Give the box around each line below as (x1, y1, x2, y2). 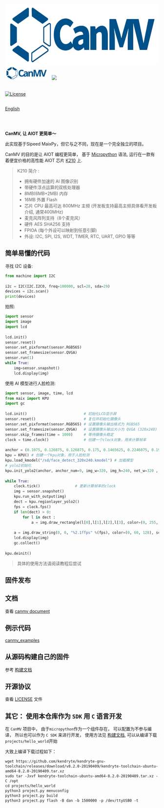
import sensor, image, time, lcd (5, 391, 73, 395)
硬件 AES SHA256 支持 (24, 221, 71, 227)
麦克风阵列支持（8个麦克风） (24, 215, 83, 221)
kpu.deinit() (5, 551, 32, 556)
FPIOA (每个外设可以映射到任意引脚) (24, 227, 97, 233)
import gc (5, 401, 25, 406)
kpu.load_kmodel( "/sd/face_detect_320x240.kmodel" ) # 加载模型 (5, 458, 133, 463)
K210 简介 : (17, 168, 40, 173)
